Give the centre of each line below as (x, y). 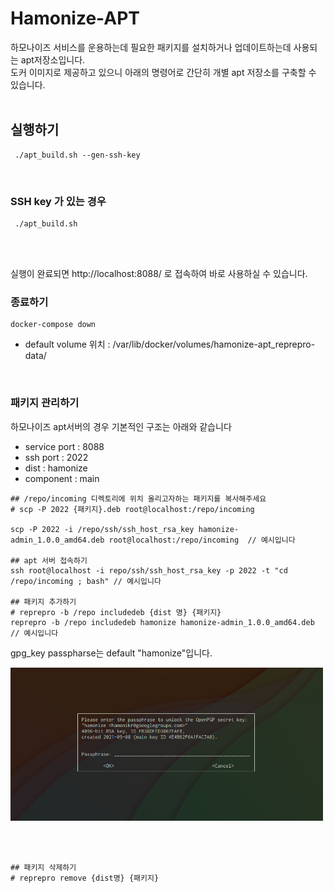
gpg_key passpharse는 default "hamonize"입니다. (111, 653)
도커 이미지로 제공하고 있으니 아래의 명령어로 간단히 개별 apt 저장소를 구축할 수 (163, 72)
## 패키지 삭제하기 (43, 868)
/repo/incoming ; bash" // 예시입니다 (86, 581)
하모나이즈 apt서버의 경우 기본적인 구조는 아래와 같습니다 (121, 426)
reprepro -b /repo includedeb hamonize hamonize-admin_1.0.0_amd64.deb (162, 622)
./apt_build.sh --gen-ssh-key (77, 155)
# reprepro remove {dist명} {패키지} (85, 878)
